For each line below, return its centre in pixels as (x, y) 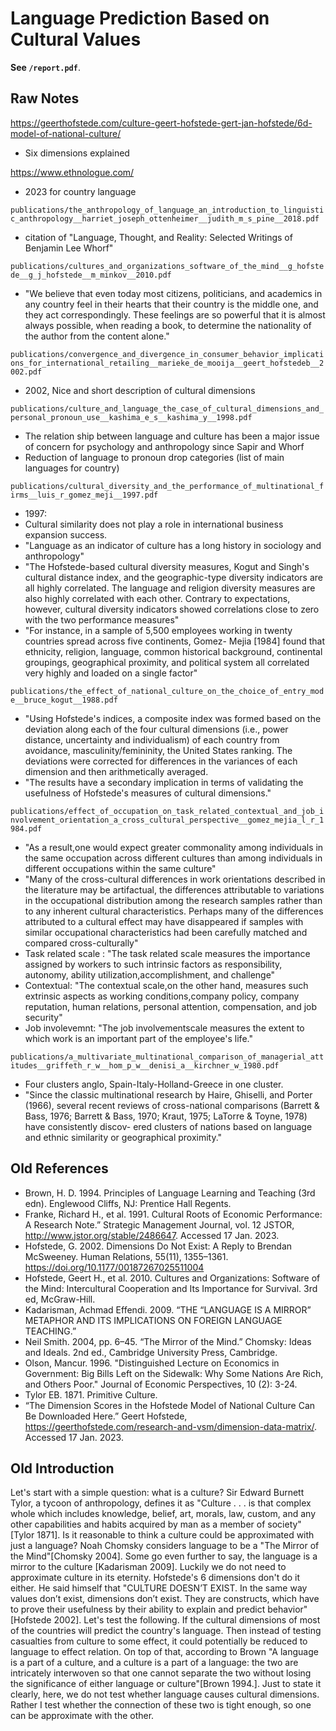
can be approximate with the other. (82, 1716)
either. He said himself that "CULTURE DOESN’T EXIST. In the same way (159, 1588)
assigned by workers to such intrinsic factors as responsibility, (153, 964)
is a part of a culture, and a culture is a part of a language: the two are (154, 1663)
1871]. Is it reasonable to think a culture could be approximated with (175, 1535)
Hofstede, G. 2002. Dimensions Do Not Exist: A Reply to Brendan (158, 1246)
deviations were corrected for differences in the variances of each (161, 761)
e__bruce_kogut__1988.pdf (64, 700)
